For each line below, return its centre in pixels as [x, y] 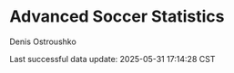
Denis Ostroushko [43, 41]
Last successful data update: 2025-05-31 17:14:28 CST [112, 59]
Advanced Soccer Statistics [117, 17]
